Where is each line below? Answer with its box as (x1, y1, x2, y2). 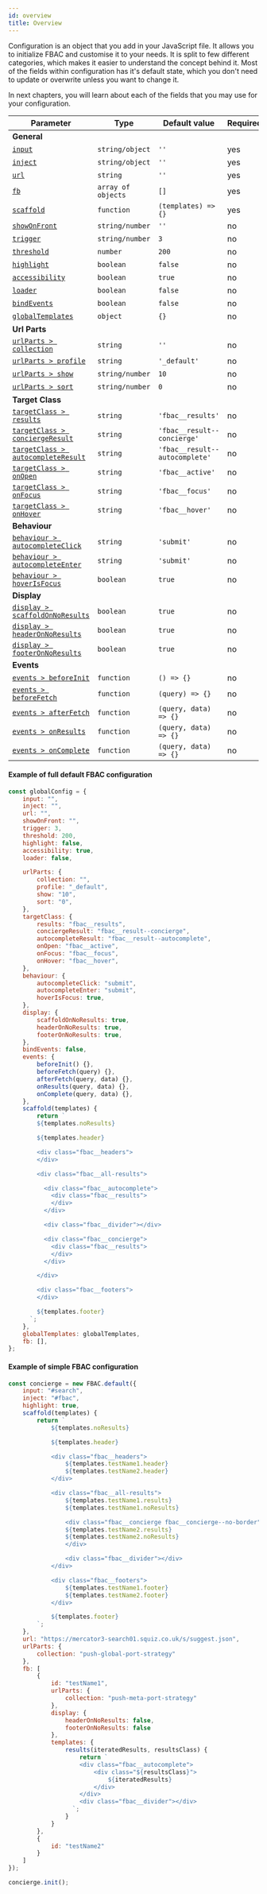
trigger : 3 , (22, 824, 62, 833)
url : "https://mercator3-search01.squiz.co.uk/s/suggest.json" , (22, 1635, 240, 1644)
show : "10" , (37, 891, 77, 899)
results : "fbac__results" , (37, 920, 126, 928)
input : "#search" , (22, 1387, 83, 1395)
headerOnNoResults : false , (64, 1716, 155, 1725)
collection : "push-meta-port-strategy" (64, 1695, 197, 1702)
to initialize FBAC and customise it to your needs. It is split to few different (8, 49, 250, 59)
